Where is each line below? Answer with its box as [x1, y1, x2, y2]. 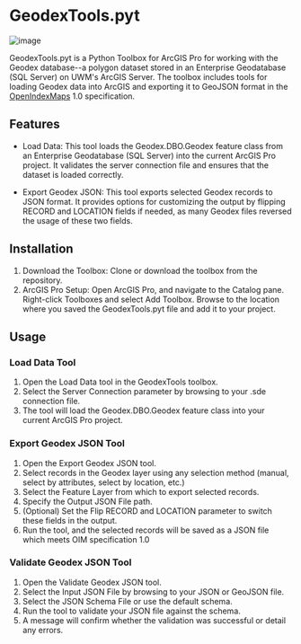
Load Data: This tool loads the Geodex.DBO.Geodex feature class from [22, 140, 283, 151]
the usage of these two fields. [22, 215, 133, 225]
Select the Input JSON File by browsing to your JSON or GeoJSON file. [22, 586, 285, 597]
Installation [9, 242, 74, 257]
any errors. [22, 624, 64, 635]
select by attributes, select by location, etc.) [22, 477, 186, 488]
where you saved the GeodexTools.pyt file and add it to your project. [22, 303, 276, 314]
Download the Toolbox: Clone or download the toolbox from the [22, 265, 258, 276]
